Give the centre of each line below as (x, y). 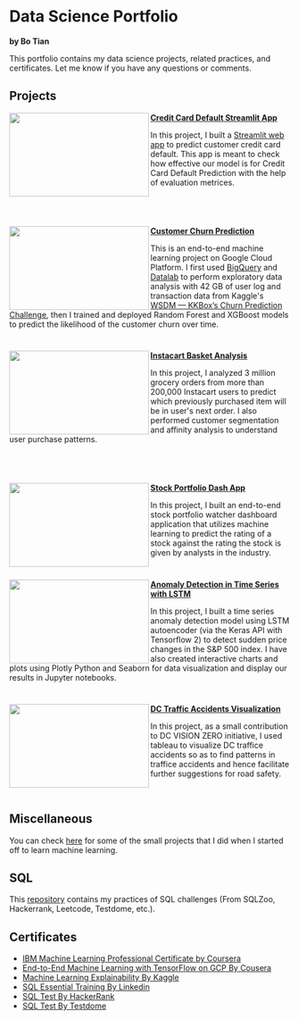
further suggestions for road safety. (216, 773)
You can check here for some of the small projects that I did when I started (146, 840)
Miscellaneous (51, 819)
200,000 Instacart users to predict (213, 392)
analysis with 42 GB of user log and (215, 286)
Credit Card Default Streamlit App (214, 117)
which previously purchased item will (219, 401)
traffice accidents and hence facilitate (220, 764)
